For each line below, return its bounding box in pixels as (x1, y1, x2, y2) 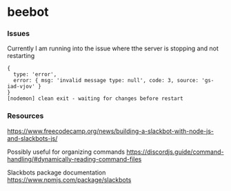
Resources (7, 111, 44, 121)
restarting (7, 52, 35, 60)
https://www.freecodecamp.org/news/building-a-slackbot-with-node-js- (7, 127, 214, 135)
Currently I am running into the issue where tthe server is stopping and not (7, 44, 219, 52)
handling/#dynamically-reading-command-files (7, 154, 142, 163)
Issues (7, 29, 30, 39)
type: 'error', (13, 71, 57, 78)
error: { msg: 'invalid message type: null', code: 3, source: (13, 77, 199, 84)
